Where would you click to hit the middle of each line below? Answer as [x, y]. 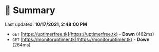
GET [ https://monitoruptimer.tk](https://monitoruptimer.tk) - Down [81, 39]
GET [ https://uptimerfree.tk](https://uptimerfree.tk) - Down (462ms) [83, 34]
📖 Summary [30, 10]
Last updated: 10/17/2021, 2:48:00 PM [46, 24]
